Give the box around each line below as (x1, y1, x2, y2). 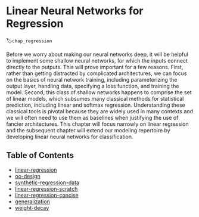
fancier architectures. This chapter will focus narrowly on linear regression (6, 120, 189, 128)
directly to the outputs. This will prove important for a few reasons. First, (6, 63, 184, 70)
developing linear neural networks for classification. (6, 133, 133, 140)
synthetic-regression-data (14, 179, 79, 186)
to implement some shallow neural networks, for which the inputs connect (6, 57, 188, 64)
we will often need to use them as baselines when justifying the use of (6, 114, 179, 121)
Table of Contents (6, 150, 74, 160)
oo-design (14, 172, 41, 179)
